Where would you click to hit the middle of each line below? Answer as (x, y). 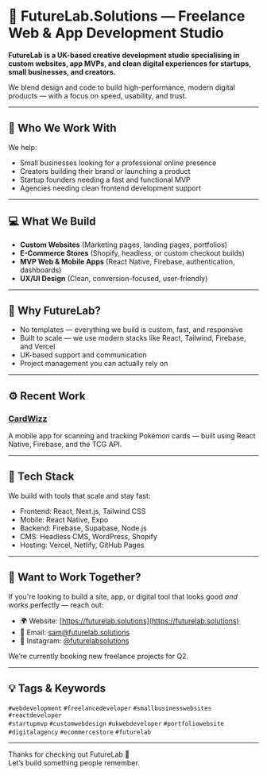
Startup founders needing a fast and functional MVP (105, 179)
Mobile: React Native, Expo (64, 519)
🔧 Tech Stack (41, 477)
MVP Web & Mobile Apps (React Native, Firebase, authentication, (128, 261)
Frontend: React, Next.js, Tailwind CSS (83, 511)
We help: (23, 147)
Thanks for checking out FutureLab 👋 (69, 754)
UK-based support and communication (83, 355)
